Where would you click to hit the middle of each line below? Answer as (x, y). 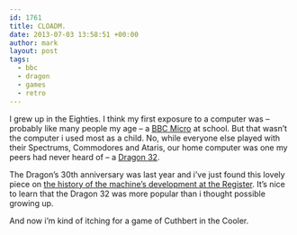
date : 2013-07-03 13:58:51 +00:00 (74, 34)
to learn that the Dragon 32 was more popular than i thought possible (137, 194)
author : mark (34, 43)
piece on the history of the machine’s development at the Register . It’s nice (147, 184)
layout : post (34, 51)
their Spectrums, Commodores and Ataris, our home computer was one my (148, 147)
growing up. (31, 203)
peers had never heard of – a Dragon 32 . (85, 157)
